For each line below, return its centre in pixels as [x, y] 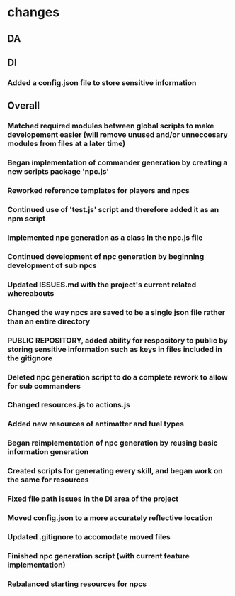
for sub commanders [44, 386]
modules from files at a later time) [67, 144]
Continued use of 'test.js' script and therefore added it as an [113, 209]
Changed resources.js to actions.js [69, 405]
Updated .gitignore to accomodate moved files [89, 536]
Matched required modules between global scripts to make [111, 126]
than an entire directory [49, 321]
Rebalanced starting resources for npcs [77, 584]
